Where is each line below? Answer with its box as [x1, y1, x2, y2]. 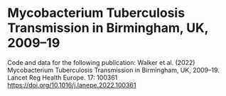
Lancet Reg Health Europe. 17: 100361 [7, 73, 118, 82]
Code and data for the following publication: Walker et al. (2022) [7, 58, 195, 66]
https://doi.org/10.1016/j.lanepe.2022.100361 [7, 80, 136, 89]
